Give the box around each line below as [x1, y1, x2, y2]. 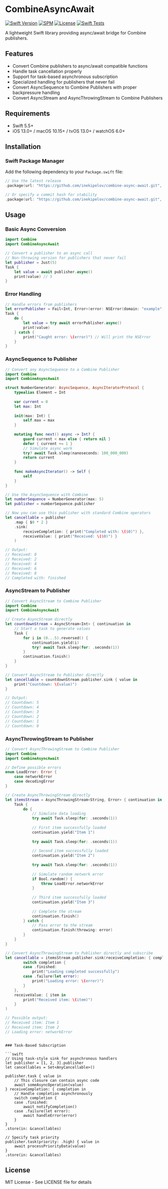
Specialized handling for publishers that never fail [12, 79, 115, 85]
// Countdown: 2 [5, 714, 39, 719]
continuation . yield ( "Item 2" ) [31, 853, 95, 858]
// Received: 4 [5, 561, 37, 566]
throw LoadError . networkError [40, 881, 104, 886]
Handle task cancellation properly [12, 68, 82, 74]
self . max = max [23, 418, 55, 423]
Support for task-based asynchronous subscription [12, 74, 118, 80]
